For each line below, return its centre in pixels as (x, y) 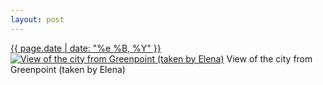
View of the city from (269, 58)
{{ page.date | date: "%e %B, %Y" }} (86, 48)
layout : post (37, 19)
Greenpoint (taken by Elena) (68, 69)
